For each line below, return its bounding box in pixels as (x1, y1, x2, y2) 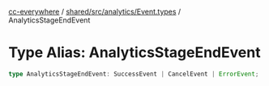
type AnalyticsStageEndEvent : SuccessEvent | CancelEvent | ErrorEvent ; (8, 70, 259, 78)
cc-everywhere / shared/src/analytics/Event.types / (8, 7, 181, 16)
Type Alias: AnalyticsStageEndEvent (8, 43, 261, 62)
